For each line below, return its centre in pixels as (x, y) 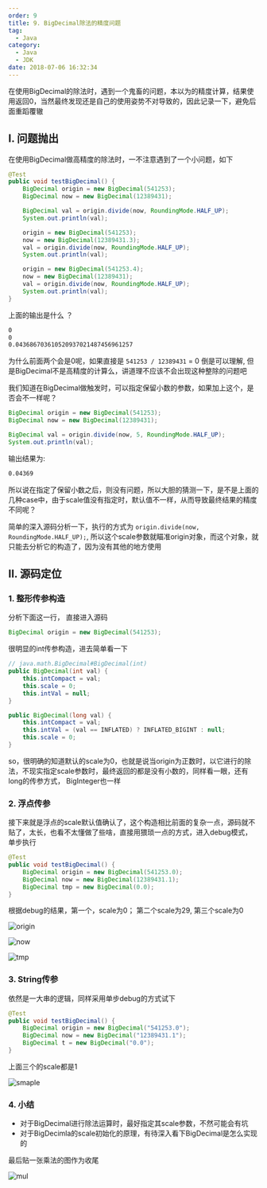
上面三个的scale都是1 (43, 1066)
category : (25, 45)
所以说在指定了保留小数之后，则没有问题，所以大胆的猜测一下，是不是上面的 (133, 490)
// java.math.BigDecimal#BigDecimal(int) (78, 664)
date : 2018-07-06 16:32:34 (53, 68)
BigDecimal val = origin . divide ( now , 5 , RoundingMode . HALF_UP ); (117, 435)
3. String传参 (33, 979)
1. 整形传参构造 (37, 598)
